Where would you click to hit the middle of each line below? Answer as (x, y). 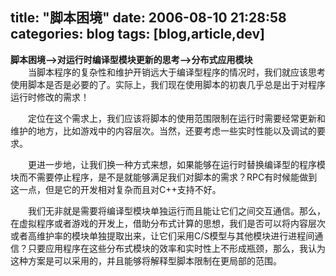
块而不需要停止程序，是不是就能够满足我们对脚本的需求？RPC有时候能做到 (164, 177)
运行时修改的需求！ (50, 97)
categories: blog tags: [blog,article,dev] (137, 34)
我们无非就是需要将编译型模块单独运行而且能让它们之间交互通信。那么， (176, 210)
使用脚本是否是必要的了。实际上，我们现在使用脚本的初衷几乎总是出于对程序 (168, 84)
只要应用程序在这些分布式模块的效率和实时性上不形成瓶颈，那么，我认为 (176, 248)
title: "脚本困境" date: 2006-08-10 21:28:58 (148, 18)
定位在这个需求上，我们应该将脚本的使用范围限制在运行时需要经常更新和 (176, 118)
